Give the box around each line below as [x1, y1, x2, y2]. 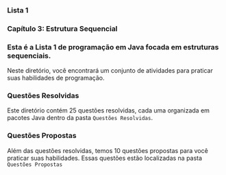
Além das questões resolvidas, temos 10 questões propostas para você [7, 146, 209, 154]
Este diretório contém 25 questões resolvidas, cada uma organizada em [7, 106, 210, 115]
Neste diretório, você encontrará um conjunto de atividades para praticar [7, 67, 214, 75]
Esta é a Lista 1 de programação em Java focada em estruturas [7, 42, 219, 51]
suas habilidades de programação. [7, 74, 105, 82]
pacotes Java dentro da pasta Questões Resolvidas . [7, 114, 153, 122]
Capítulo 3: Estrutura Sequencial [7, 23, 118, 33]
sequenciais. [7, 51, 51, 60]
